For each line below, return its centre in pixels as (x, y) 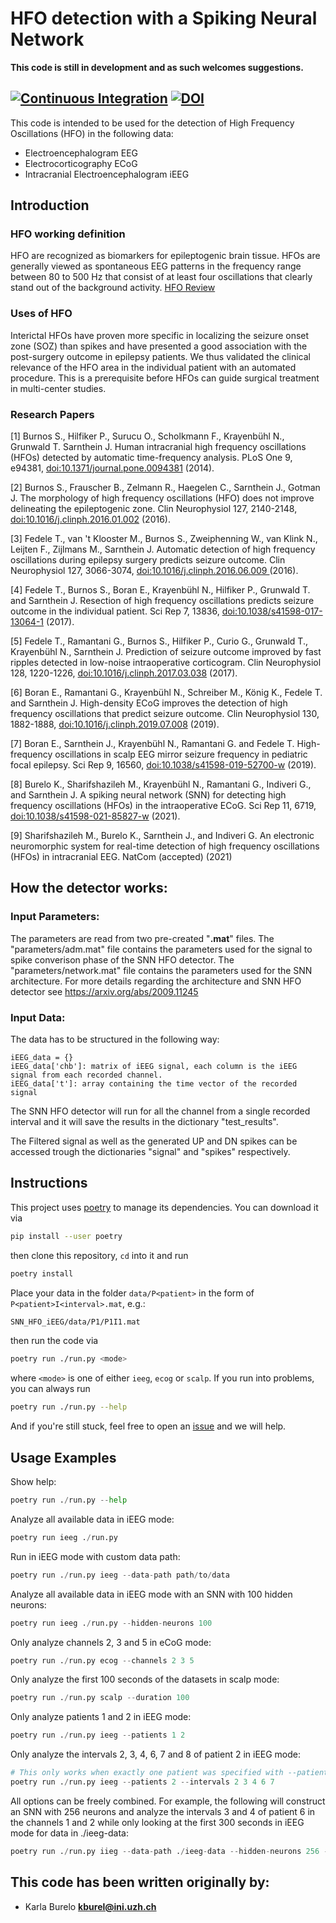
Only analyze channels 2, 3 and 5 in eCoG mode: (111, 1642)
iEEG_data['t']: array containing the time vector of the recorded (154, 1084)
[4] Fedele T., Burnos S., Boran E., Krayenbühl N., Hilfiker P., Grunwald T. (160, 590)
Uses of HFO (41, 314)
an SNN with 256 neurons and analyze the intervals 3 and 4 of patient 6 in (163, 1811)
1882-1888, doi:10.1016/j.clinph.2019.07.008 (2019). (115, 724)
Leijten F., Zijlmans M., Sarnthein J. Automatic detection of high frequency (163, 549)
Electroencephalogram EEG (81, 153)
